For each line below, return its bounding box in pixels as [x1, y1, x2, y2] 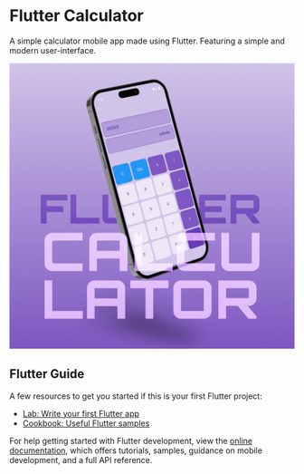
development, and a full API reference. [9, 454, 153, 465]
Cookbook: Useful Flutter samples [22, 418, 150, 429]
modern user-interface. [9, 44, 97, 55]
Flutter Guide [9, 366, 85, 382]
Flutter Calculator [9, 5, 144, 26]
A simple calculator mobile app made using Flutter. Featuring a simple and [9, 35, 285, 46]
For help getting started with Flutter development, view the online [9, 435, 253, 446]
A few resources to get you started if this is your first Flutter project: [9, 391, 262, 401]
